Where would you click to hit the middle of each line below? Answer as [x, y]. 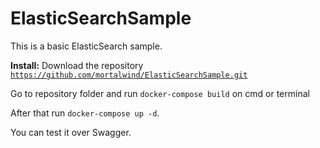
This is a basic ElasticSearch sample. [86, 46]
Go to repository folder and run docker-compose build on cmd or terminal [160, 93]
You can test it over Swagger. [71, 132]
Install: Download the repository [77, 65]
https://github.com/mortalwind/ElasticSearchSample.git [129, 75]
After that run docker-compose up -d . [85, 113]
